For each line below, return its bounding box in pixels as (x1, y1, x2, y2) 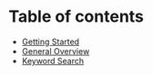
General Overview (21, 45, 90, 56)
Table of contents (8, 6, 145, 27)
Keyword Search (21, 55, 85, 66)
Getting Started (21, 36, 79, 47)
